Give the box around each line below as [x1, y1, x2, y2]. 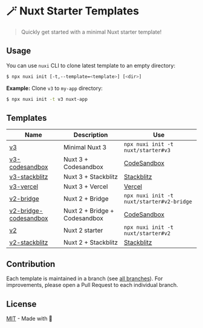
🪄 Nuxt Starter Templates [6, 4, 140, 18]
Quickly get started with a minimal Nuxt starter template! [21, 28, 162, 36]
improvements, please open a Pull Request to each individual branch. [6, 281, 178, 289]
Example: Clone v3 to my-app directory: [6, 85, 103, 92]
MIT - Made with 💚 [6, 315, 53, 322]
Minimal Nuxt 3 [63, 143, 107, 152]
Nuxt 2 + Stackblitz [63, 239, 118, 247]
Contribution [6, 259, 56, 269]
